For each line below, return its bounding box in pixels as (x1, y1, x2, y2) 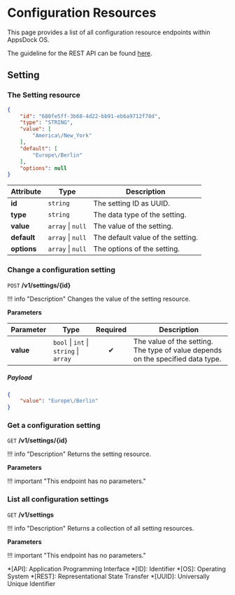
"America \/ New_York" (32, 132, 92, 139)
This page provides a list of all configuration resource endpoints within (7, 28, 211, 36)
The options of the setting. (93, 244, 180, 254)
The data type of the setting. (93, 210, 187, 220)
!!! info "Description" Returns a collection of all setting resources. (7, 524, 194, 532)
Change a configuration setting (7, 265, 115, 275)
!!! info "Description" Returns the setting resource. (7, 450, 152, 459)
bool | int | (52, 337, 89, 347)
